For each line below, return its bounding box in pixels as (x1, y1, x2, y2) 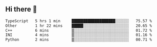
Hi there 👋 (5, 5, 37, 14)
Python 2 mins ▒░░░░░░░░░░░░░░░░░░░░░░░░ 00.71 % (5, 37, 152, 42)
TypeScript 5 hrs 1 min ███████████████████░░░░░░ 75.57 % (5, 18, 152, 23)
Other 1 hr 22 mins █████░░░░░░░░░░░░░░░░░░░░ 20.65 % (5, 23, 152, 28)
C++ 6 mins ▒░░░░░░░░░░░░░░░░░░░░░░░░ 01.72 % (5, 28, 152, 33)
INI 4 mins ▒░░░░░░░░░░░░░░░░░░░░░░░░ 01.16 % (5, 32, 152, 38)
